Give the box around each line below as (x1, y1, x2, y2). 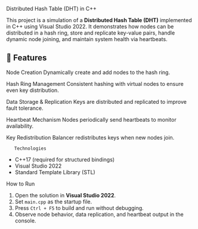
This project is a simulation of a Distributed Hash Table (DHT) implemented (6, 17, 192, 23)
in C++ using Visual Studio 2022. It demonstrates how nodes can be (6, 23, 174, 30)
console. (14, 217, 36, 224)
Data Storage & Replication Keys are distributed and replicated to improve (6, 98, 187, 105)
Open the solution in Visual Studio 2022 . (14, 191, 116, 199)
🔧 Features (6, 53, 47, 63)
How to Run (6, 180, 35, 187)
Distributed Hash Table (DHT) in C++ (6, 5, 97, 12)
